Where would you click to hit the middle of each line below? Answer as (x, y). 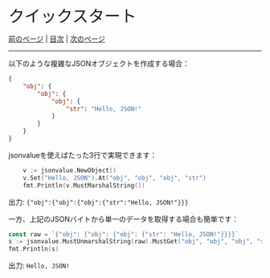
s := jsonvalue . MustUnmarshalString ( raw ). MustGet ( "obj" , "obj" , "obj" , (131, 242)
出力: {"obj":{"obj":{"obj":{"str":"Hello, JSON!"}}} (98, 201)
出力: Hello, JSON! (39, 266)
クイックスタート (73, 16)
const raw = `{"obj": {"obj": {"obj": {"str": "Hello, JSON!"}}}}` (124, 234)
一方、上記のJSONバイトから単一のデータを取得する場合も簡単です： (124, 219)
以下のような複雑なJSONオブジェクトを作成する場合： (99, 63)
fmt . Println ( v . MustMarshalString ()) (84, 185)
